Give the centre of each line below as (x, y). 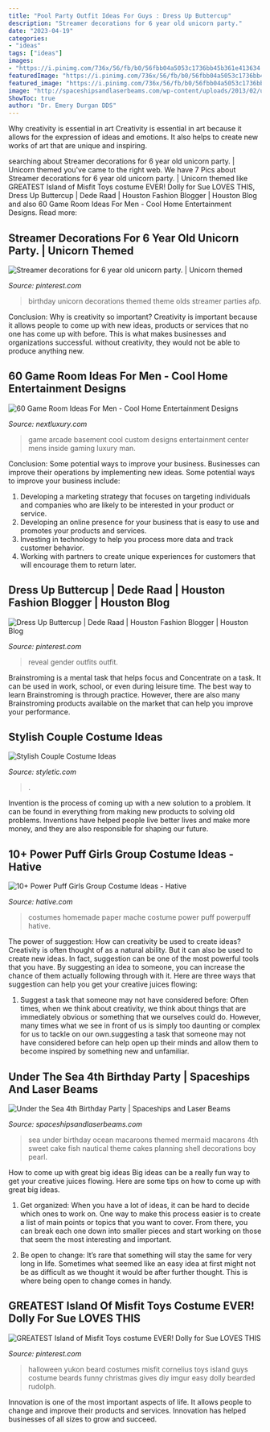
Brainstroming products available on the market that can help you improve (131, 703)
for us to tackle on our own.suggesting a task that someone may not (133, 1034)
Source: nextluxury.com (48, 424)
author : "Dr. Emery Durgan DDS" (62, 106)
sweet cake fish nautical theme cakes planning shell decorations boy (142, 1148)
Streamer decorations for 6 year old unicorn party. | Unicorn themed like (128, 179)
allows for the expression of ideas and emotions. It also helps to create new (133, 137)
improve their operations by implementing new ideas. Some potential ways (132, 472)
